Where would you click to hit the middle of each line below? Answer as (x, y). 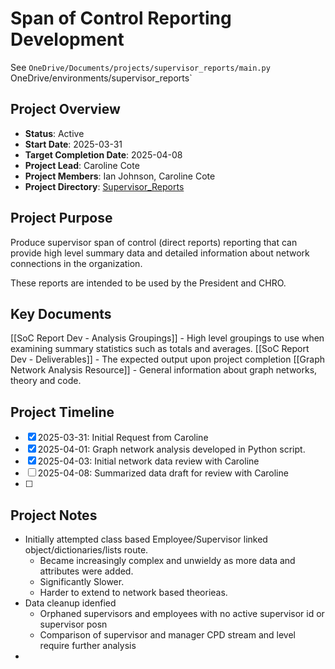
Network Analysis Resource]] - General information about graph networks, (164, 370)
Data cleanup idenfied (70, 603)
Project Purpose (61, 218)
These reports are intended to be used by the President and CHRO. (148, 283)
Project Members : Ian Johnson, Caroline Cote (120, 176)
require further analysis (88, 645)
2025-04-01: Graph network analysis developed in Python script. (171, 449)
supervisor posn (73, 624)
